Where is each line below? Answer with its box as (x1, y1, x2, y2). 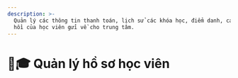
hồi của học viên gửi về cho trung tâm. (13, 23, 135, 30)
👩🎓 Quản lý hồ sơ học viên (7, 55, 170, 72)
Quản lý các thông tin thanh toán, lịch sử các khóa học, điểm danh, (13, 17, 223, 24)
